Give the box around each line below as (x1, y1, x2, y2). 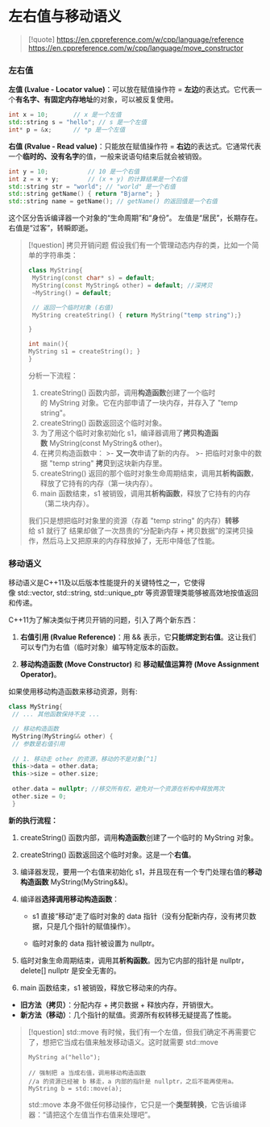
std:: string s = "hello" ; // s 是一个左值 (8, 119, 147, 127)
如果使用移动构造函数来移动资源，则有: (8, 687, 139, 697)
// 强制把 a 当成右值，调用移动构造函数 (27, 1069, 147, 1077)
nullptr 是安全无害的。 (48, 965, 121, 975)
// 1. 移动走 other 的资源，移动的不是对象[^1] (11, 755, 158, 763)
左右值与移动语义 (8, 7, 123, 26)
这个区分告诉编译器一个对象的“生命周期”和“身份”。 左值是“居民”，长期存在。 (8, 213, 262, 222)
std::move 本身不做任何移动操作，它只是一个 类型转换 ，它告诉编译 (27, 1100, 247, 1109)
